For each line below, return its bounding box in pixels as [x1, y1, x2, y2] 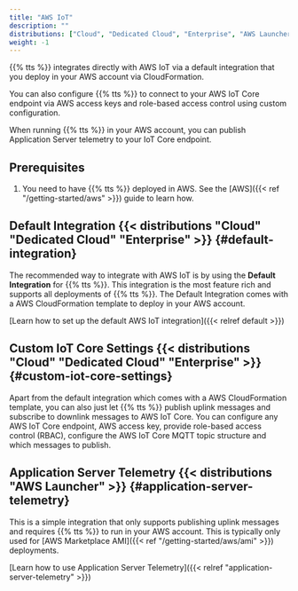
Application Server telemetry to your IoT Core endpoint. [9, 134, 212, 145]
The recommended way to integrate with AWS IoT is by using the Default [9, 270, 277, 280]
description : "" [9, 21, 69, 30]
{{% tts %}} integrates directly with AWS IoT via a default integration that [9, 62, 275, 73]
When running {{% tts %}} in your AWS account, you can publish [9, 125, 247, 136]
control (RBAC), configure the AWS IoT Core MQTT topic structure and [9, 429, 267, 440]
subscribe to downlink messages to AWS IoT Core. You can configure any [9, 411, 278, 422]
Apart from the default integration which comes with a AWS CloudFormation [9, 392, 287, 403]
